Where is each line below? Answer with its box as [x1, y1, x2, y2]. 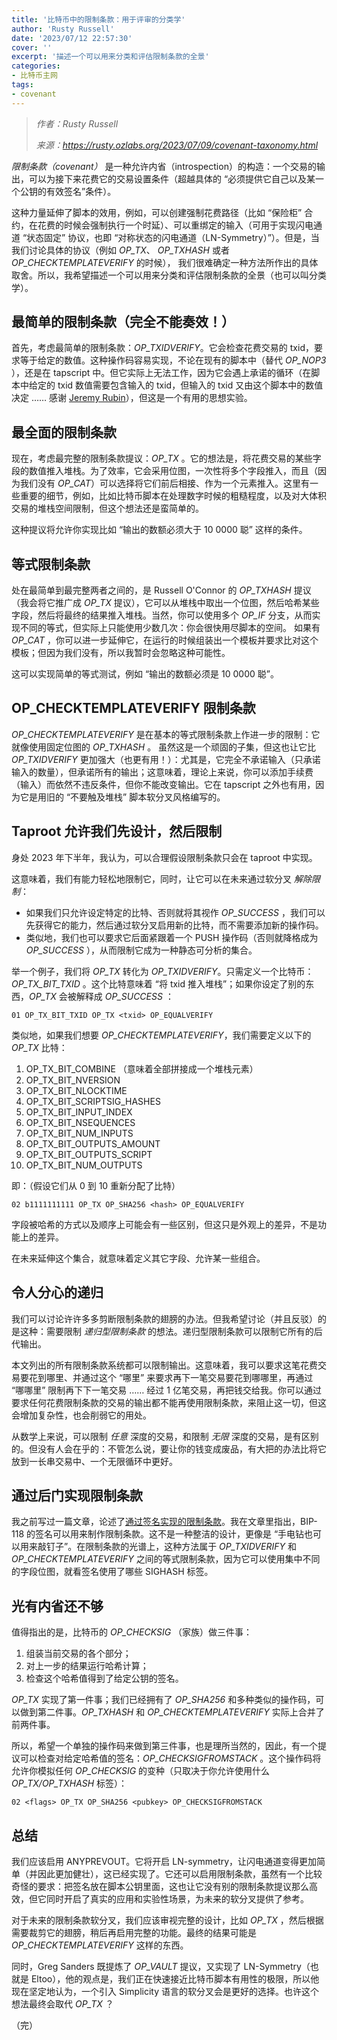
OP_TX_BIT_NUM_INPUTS [25, 1127, 134, 1139]
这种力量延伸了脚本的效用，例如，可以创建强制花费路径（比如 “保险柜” [11, 206, 303, 218]
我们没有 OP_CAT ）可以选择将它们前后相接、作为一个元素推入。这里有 [19, 477, 310, 490]
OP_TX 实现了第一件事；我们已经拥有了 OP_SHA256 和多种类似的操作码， [11, 1694, 316, 1706]
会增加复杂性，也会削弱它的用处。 [11, 1409, 152, 1421]
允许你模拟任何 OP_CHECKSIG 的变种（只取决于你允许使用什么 [11, 1765, 271, 1777]
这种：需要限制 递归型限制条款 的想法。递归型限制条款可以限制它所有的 [19, 1325, 314, 1337]
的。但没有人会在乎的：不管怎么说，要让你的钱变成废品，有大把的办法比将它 [11, 1442, 327, 1455]
